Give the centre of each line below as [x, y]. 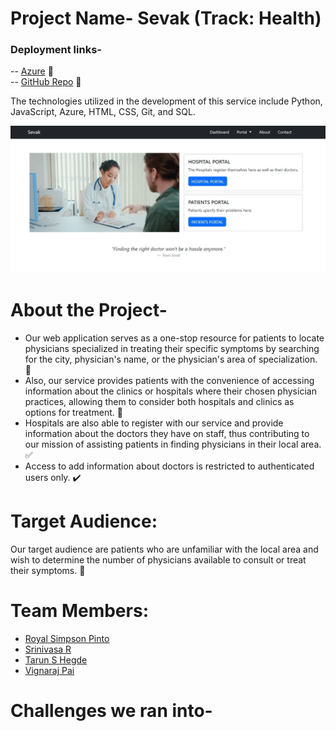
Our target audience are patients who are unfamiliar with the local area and [164, 549]
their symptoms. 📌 [48, 571]
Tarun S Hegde [56, 660]
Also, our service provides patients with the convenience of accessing [169, 381]
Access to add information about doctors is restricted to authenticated [169, 466]
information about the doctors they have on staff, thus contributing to [167, 434]
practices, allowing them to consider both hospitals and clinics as [159, 402]
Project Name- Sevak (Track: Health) [166, 18]
